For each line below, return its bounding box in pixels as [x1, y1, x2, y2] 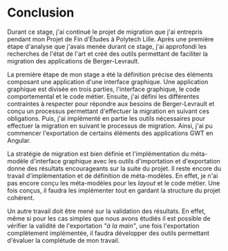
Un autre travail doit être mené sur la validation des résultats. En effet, [7, 207, 206, 215]
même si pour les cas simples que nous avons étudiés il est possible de [7, 214, 211, 222]
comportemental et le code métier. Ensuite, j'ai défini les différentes [7, 92, 200, 101]
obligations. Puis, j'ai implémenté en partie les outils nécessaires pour [7, 114, 206, 122]
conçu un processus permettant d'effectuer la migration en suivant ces [7, 107, 209, 115]
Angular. [7, 136, 31, 144]
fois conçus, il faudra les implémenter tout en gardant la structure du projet [7, 186, 221, 194]
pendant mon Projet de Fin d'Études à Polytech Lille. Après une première [7, 34, 214, 43]
